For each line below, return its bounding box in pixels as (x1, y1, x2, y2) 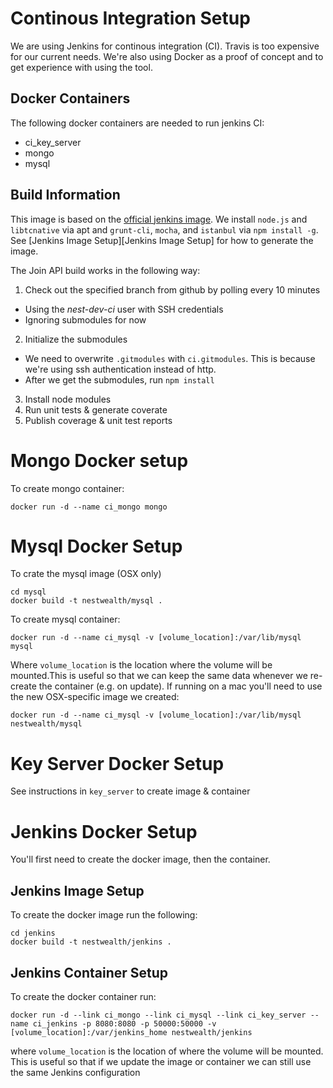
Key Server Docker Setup (10, 752, 225, 775)
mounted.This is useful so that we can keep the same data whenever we (10, 670, 308, 682)
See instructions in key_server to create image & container (10, 785, 251, 797)
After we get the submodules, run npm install (24, 373, 215, 386)
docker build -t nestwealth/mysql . (10, 596, 163, 606)
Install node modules (24, 393, 112, 405)
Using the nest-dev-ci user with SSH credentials (24, 303, 224, 315)
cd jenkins (10, 928, 56, 939)
